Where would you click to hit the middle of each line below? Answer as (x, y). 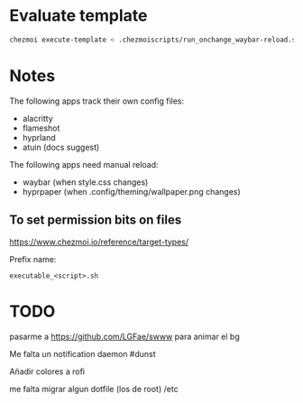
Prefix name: (33, 259)
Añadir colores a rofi (47, 371)
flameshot (41, 128)
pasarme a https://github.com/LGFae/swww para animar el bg (125, 336)
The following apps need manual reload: (84, 164)
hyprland (39, 137)
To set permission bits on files (96, 220)
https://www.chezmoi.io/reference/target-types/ (99, 242)
